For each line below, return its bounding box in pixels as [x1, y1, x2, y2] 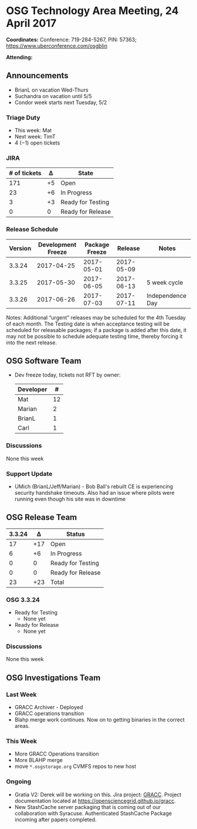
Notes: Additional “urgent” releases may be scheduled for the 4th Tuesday [6, 314, 186, 321]
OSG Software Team [6, 356, 81, 366]
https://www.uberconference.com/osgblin [6, 42, 107, 49]
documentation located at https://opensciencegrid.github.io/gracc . [14, 797, 176, 804]
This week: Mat [14, 127, 52, 134]
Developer [17, 385, 47, 394]
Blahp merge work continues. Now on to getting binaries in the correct [14, 716, 185, 723]
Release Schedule [6, 225, 59, 233]
